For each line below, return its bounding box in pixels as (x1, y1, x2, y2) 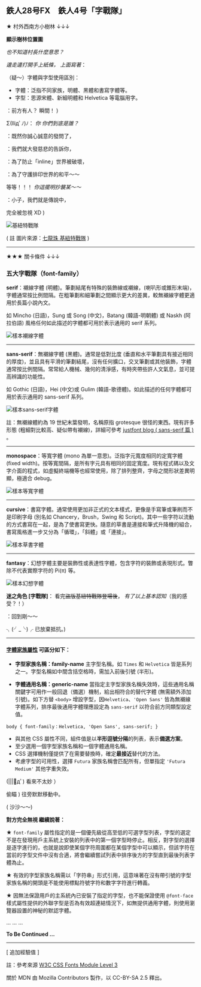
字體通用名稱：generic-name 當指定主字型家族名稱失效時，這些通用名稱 (14, 681, 194, 688)
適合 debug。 (22, 475, 56, 482)
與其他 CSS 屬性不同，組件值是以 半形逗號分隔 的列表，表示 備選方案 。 (14, 735, 186, 743)
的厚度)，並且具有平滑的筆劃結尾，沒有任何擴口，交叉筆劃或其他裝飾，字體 (6, 358, 192, 365)
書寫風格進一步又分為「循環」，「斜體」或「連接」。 (6, 528, 130, 536)
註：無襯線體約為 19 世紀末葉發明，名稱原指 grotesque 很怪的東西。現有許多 (6, 419, 195, 426)
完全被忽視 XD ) (6, 209, 45, 216)
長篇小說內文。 (16, 299, 54, 306)
